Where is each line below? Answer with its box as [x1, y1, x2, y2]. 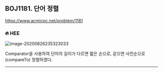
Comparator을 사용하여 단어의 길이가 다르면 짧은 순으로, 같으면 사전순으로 [5, 51, 146, 57]
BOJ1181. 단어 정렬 [5, 4, 59, 13]
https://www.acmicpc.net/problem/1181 [5, 17, 83, 23]
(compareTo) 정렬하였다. [5, 57, 53, 63]
